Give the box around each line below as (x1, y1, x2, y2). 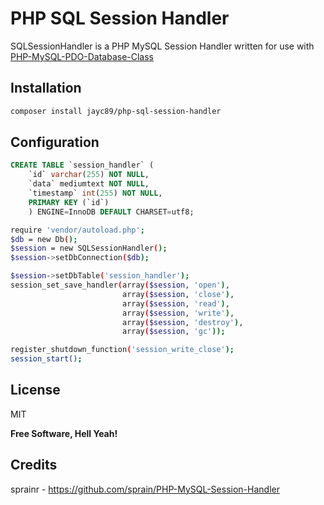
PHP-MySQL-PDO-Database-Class (10, 50, 155, 62)
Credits (10, 457, 58, 474)
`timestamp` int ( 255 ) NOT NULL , (28, 188, 163, 199)
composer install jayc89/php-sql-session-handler (10, 106, 222, 116)
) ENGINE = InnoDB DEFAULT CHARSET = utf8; (28, 207, 195, 217)
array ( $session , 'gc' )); (121, 327, 226, 337)
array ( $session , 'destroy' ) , (121, 317, 244, 327)
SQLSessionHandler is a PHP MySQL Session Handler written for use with (10, 40, 315, 52)
